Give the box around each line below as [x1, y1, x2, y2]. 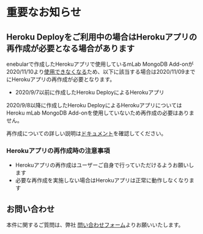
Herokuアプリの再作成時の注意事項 [6, 146, 110, 155]
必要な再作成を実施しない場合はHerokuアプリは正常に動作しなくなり [15, 177, 190, 184]
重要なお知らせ [6, 5, 81, 19]
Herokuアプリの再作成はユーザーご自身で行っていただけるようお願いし [15, 161, 194, 169]
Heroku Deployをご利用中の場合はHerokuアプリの [6, 32, 197, 42]
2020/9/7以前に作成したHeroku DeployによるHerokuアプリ [15, 89, 164, 96]
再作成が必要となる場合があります [6, 43, 135, 54]
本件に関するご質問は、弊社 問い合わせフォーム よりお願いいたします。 [6, 221, 184, 229]
